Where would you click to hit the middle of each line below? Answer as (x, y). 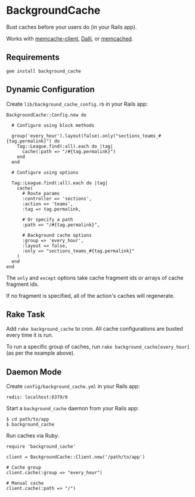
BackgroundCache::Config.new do (46, 115)
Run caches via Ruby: (33, 436)
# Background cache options (57, 235)
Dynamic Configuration (51, 89)
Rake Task (26, 314)
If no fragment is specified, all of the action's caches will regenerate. (90, 295)
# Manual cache (25, 483)
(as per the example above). (41, 353)
